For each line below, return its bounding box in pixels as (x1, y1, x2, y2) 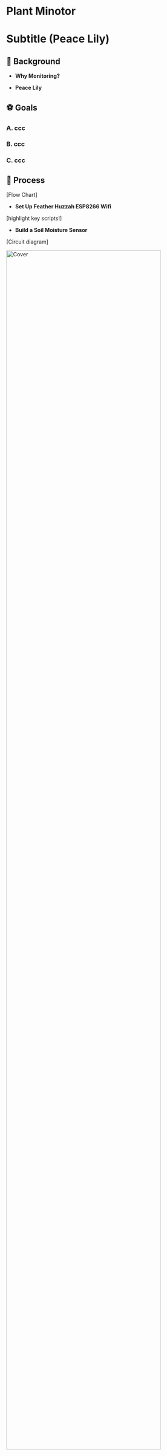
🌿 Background (6, 56, 61, 66)
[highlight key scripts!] (6, 214, 62, 222)
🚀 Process (6, 175, 45, 185)
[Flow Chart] (6, 191, 38, 199)
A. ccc (6, 123, 25, 132)
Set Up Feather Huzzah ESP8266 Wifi (15, 203, 112, 210)
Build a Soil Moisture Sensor (15, 227, 88, 234)
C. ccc (6, 156, 25, 165)
